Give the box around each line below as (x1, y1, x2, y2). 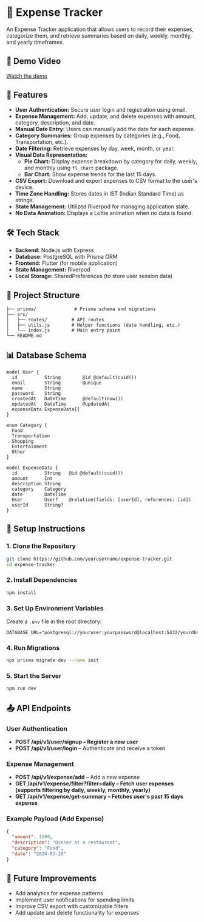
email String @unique (12, 380, 102, 386)
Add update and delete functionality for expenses (15, 909, 140, 916)
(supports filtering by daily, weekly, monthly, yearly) (15, 787, 151, 794)
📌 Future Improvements (6, 873, 97, 884)
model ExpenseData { (6, 465, 59, 471)
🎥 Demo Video (6, 56, 61, 66)
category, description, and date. (15, 118, 95, 126)
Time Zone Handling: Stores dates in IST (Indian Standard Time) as (15, 190, 184, 197)
